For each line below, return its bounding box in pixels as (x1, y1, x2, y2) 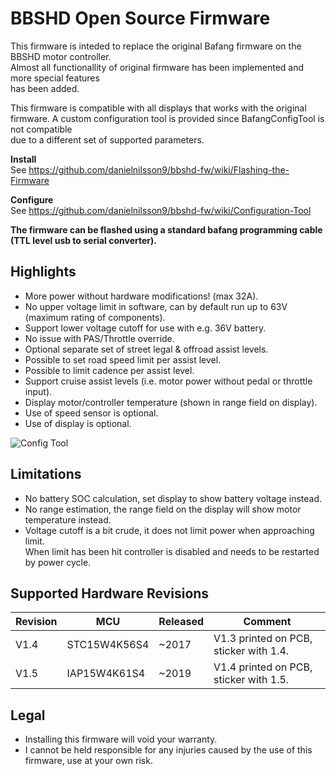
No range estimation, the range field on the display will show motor (24, 503, 302, 515)
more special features (10, 72, 100, 84)
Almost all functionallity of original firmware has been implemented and (10, 61, 305, 73)
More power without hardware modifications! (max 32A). (24, 290, 259, 302)
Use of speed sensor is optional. (24, 407, 159, 419)
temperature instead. (24, 513, 112, 526)
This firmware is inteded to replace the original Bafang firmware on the (10, 40, 302, 52)
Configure (10, 193, 54, 206)
